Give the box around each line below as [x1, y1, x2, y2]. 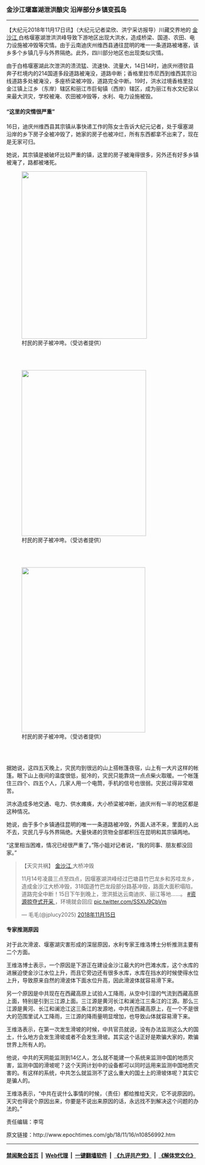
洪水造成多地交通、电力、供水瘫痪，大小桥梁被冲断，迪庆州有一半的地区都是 [6, 800, 199, 807]
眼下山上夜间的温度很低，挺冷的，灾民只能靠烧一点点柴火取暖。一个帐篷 [16, 772, 199, 779]
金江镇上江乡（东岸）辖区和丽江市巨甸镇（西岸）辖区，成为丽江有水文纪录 [6, 85, 193, 92]
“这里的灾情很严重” [6, 108, 56, 115]
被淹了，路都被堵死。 [6, 158, 60, 166]
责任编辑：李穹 [6, 1118, 44, 1125]
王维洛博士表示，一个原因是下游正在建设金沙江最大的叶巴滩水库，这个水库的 [6, 961, 199, 969]
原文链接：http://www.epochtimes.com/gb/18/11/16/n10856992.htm [6, 1131, 176, 1138]
